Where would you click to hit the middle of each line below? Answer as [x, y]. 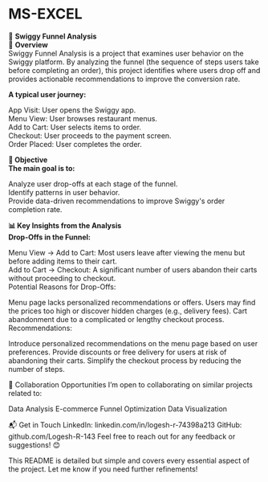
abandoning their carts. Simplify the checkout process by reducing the [125, 360]
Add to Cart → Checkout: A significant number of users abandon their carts [133, 269]
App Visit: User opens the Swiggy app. [72, 110]
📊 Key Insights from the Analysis [65, 225]
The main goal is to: [42, 168]
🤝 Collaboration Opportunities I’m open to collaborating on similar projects [130, 384]
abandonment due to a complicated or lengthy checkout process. [116, 319]
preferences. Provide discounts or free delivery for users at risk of [118, 352]
